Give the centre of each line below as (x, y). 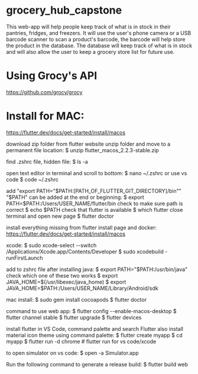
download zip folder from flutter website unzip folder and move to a (88, 144)
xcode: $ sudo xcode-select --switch (51, 245)
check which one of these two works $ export (62, 275)
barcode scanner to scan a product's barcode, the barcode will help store (96, 39)
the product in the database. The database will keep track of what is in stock (99, 46)
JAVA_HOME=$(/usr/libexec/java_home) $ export (66, 282)
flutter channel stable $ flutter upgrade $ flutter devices (74, 317)
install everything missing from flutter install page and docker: (82, 227)
